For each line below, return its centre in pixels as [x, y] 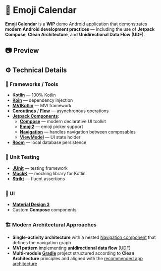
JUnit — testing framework [40, 168]
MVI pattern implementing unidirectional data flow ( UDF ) [72, 248]
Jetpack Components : [36, 116]
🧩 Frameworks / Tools [32, 84]
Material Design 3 [31, 204]
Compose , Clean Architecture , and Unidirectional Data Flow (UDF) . [75, 34]
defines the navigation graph [42, 243]
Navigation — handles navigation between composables [78, 132]
